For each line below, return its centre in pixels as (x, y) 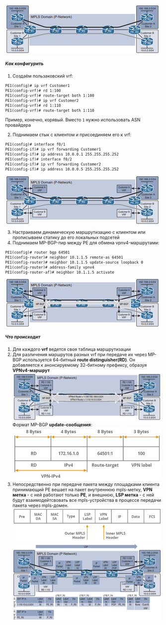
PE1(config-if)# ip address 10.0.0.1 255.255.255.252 (62, 154)
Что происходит (23, 337)
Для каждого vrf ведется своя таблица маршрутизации (72, 349)
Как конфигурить (24, 63)
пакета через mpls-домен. (40, 505)
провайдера (18, 125)
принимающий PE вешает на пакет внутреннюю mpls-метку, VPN (82, 489)
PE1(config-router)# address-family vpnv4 (50, 267)
